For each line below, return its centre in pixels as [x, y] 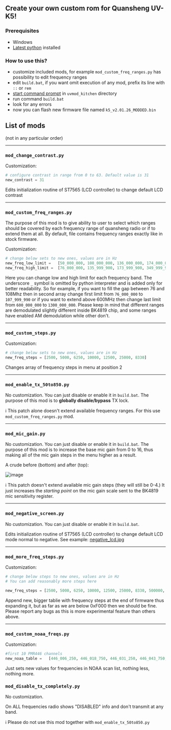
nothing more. [20, 673]
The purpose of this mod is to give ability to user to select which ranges [80, 223]
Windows [22, 42]
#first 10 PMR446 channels [34, 653]
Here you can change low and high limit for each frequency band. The [79, 278]
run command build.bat [38, 98]
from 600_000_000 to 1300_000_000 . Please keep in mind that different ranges [85, 305]
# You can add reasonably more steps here [51, 581]
